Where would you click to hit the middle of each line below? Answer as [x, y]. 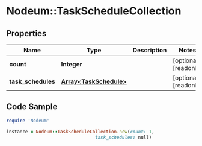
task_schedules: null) [124, 137]
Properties [26, 33]
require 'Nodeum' [28, 121]
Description [150, 50]
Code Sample [32, 107]
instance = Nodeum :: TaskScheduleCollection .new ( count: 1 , [80, 132]
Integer [72, 64]
